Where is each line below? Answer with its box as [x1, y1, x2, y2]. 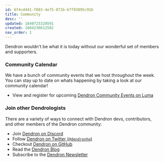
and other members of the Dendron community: [5, 121, 102, 127]
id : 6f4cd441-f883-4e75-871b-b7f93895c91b [5, 7, 94, 12]
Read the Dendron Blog [12, 146, 60, 152]
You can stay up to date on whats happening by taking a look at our [5, 77, 142, 84]
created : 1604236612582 [5, 26, 54, 31]
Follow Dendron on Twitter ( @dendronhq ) [12, 136, 93, 142]
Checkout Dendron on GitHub [12, 141, 73, 147]
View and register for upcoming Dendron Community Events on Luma [12, 92, 154, 98]
